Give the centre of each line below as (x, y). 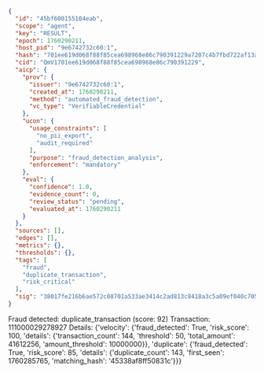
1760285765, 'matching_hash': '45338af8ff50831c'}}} (95, 360)
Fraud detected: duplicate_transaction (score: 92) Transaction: (109, 319)
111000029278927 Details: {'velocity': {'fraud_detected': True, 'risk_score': (129, 327)
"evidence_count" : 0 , (64, 194)
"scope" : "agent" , (46, 26)
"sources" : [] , (40, 231)
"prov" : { (38, 77)
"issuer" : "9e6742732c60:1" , (77, 84)
